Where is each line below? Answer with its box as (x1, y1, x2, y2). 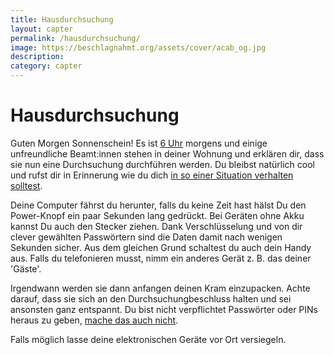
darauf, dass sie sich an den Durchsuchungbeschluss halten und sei (10, 292, 292, 305)
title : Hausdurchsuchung (10, 14, 114, 25)
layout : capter (10, 24, 74, 34)
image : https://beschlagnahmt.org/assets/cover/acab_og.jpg (10, 42, 267, 53)
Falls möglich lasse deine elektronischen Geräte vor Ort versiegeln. (10, 333, 287, 345)
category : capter (10, 61, 83, 71)
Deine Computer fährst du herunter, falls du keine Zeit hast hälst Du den (10, 199, 307, 211)
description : (10, 52, 65, 62)
